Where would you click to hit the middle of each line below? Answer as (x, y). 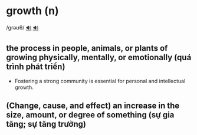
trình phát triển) (36, 67)
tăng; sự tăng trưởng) (46, 124)
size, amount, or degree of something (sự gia (90, 115)
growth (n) (32, 11)
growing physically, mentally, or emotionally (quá (99, 57)
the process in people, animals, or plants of (87, 48)
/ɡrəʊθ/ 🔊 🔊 (22, 27)
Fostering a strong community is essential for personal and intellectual (100, 81)
